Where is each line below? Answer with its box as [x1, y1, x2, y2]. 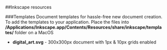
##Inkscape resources [5, 4, 52, 10]
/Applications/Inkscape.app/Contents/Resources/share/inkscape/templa [5, 24, 162, 30]
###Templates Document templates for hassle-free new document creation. [5, 14, 163, 19]
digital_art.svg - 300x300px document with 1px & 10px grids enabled [12, 39, 156, 45]
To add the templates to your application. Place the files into [5, 19, 129, 25]
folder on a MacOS [15, 30, 54, 35]
